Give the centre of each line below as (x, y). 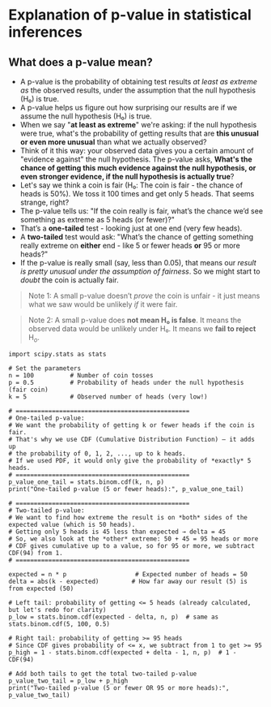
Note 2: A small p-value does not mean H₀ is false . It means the (135, 320)
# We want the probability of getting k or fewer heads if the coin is (131, 425)
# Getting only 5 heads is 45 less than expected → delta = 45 (117, 532)
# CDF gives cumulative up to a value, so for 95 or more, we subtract (131, 545)
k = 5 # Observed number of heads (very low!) (108, 397)
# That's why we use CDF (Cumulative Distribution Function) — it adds (131, 439)
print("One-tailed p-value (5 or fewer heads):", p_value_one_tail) (126, 489)
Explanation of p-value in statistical (130, 15)
